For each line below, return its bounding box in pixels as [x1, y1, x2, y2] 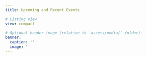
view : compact [5, 21, 35, 26]
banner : [5, 35, 22, 40]
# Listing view [5, 16, 37, 22]
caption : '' [10, 40, 35, 45]
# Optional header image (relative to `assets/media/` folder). [5, 30, 143, 35]
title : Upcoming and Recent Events [5, 7, 80, 13]
